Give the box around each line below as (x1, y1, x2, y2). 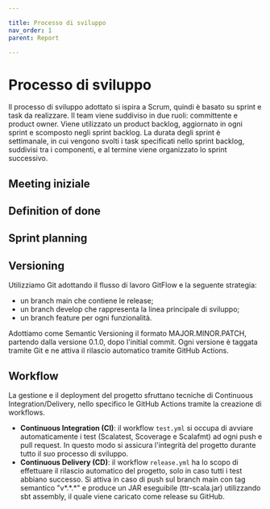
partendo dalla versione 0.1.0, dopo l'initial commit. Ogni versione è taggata (8, 337, 258, 347)
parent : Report (8, 34, 60, 42)
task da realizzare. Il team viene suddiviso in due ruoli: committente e (8, 110, 238, 121)
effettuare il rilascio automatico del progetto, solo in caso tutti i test (19, 466, 243, 476)
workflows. (8, 408, 46, 417)
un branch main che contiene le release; (19, 296, 154, 306)
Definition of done (8, 205, 101, 218)
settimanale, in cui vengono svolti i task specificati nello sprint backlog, (8, 136, 245, 146)
